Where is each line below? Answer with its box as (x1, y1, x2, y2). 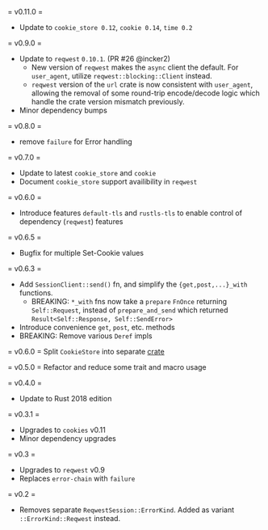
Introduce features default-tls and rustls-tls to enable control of (19, 208, 243, 218)
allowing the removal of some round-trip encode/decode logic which (31, 88, 260, 98)
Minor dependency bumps (19, 105, 108, 115)
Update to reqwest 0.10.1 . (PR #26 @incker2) (19, 54, 171, 63)
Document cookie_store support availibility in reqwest (19, 177, 198, 186)
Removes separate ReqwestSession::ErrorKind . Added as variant (19, 505, 235, 515)
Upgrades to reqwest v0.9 (19, 465, 106, 474)
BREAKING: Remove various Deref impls (19, 331, 153, 341)
